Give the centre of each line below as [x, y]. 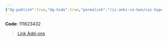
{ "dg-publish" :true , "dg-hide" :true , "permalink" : [56, 10]
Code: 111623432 [23, 24]
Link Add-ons [31, 33]
